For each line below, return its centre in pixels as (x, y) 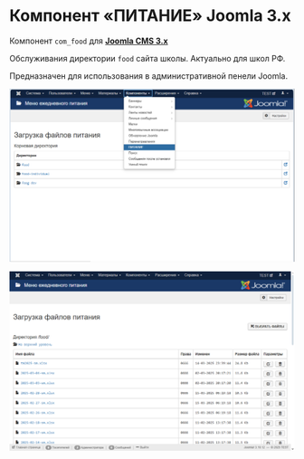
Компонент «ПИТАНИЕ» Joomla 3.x (150, 16)
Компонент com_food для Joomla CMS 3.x (89, 41)
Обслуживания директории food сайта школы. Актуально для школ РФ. (147, 58)
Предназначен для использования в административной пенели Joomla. (149, 76)
